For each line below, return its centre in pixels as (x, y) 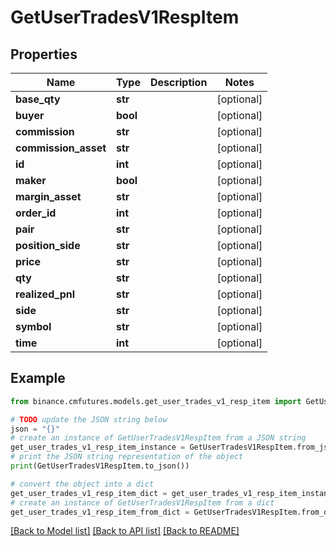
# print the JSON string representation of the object (127, 457)
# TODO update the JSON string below (89, 419)
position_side (48, 245)
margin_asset (48, 196)
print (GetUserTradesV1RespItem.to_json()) (100, 466)
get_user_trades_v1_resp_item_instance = (98, 447)
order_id (36, 213)
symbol (33, 326)
